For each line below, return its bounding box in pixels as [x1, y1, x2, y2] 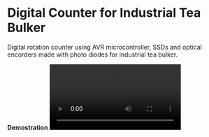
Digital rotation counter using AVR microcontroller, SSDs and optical [7, 43, 203, 51]
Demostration [7, 123, 48, 131]
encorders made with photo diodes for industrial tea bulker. [7, 50, 178, 59]
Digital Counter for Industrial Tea [7, 5, 201, 21]
